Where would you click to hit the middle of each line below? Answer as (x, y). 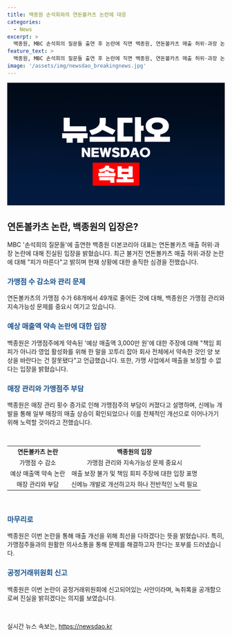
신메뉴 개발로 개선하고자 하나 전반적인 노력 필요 (135, 485)
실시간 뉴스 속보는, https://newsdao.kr (60, 626)
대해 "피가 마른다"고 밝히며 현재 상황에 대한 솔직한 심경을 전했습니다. (106, 262)
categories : (24, 22)
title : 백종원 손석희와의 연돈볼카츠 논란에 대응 (67, 15)
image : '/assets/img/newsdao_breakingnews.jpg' (77, 66)
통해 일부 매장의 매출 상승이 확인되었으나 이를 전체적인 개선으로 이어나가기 (119, 413)
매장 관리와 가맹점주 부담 (46, 388)
